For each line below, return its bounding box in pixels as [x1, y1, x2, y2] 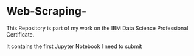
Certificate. [6, 30, 35, 38]
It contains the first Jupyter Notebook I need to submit [6, 43, 142, 50]
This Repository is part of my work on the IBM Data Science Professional [6, 24, 189, 32]
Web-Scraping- [6, 4, 87, 18]
